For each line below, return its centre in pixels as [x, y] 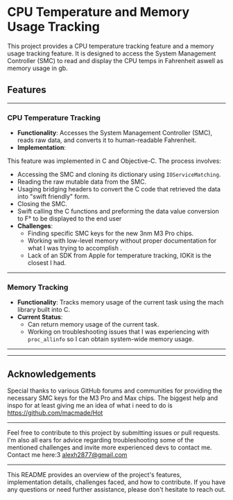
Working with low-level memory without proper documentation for [122, 241]
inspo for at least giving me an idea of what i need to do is [90, 406]
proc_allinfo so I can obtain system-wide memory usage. [111, 339]
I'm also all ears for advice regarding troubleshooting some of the [101, 440]
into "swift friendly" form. [53, 197]
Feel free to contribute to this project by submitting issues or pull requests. [114, 433]
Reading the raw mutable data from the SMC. [82, 182]
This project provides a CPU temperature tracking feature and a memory [111, 46]
